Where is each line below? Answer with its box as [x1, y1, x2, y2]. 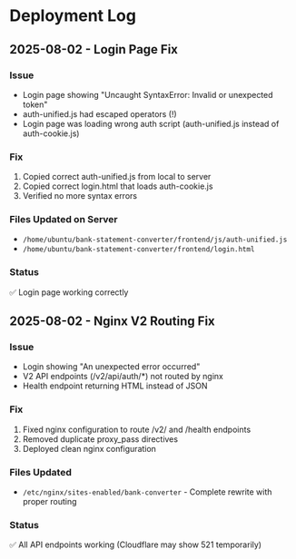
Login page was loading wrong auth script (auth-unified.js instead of [22, 118, 280, 129]
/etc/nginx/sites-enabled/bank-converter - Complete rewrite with [22, 486, 272, 497]
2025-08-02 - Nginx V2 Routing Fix [9, 314, 215, 329]
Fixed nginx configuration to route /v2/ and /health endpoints [22, 424, 252, 435]
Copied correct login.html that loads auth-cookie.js [22, 181, 213, 191]
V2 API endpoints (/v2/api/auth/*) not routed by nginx [22, 371, 224, 382]
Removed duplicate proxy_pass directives [22, 433, 179, 445]
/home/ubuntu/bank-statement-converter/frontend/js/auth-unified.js [22, 235, 288, 245]
